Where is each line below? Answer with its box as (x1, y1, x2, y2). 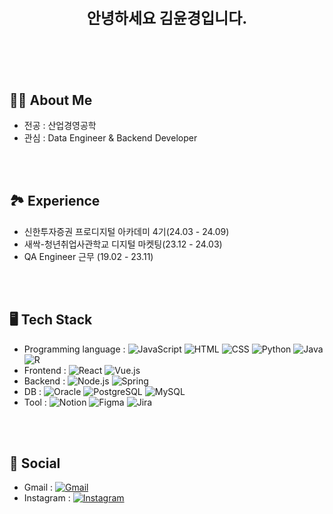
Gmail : (23, 481, 54, 494)
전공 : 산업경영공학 (23, 120, 97, 131)
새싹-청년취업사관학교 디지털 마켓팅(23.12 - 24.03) (23, 238, 223, 250)
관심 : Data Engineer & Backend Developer (23, 132, 198, 144)
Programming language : (23, 343, 126, 355)
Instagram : (23, 492, 71, 504)
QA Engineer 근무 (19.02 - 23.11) (23, 250, 154, 262)
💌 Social (9, 455, 61, 472)
